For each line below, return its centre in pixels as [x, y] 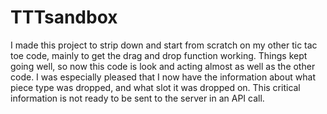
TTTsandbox [64, 17]
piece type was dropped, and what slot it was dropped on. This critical [155, 87]
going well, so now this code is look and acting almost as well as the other [163, 66]
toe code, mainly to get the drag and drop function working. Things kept [159, 55]
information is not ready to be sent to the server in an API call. [137, 98]
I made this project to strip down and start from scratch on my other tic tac [164, 45]
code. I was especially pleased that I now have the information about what [163, 77]
